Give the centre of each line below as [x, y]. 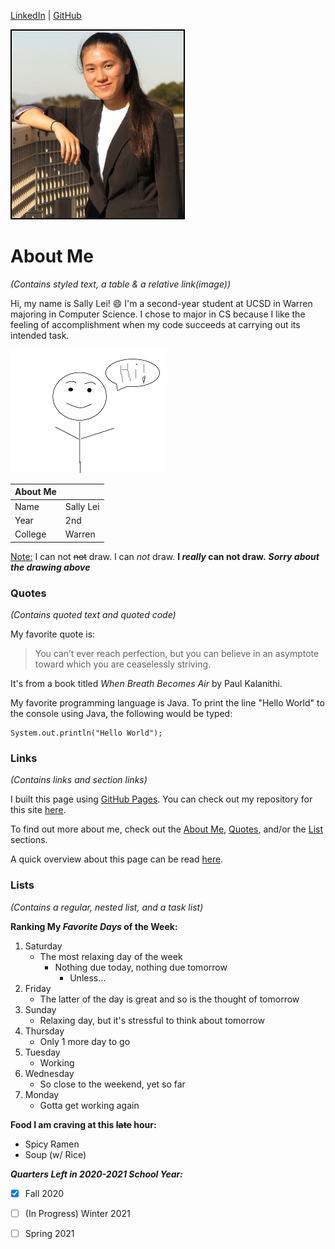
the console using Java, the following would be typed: [121, 713]
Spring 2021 [49, 1233]
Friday [38, 988]
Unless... [88, 977]
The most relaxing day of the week [111, 956]
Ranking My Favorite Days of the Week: [94, 926]
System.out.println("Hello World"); [86, 733]
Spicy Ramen [52, 1144]
